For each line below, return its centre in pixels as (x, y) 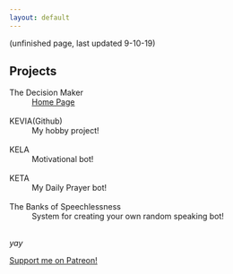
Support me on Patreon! (54, 261)
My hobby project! (66, 131)
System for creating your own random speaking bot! (128, 217)
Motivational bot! (63, 159)
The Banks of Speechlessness (65, 207)
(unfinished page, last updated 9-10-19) (82, 43)
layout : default (39, 17)
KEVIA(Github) (36, 121)
